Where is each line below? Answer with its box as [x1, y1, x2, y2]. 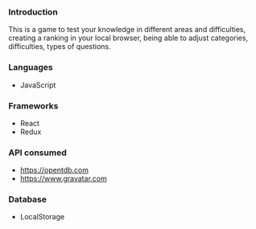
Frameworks [8, 100, 59, 111]
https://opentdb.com [19, 166, 89, 175]
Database [8, 194, 47, 205]
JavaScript [19, 80, 56, 90]
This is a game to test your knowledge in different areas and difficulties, [8, 25, 246, 35]
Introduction [8, 6, 58, 18]
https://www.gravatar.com [19, 174, 107, 183]
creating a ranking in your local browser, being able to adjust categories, [8, 33, 248, 43]
